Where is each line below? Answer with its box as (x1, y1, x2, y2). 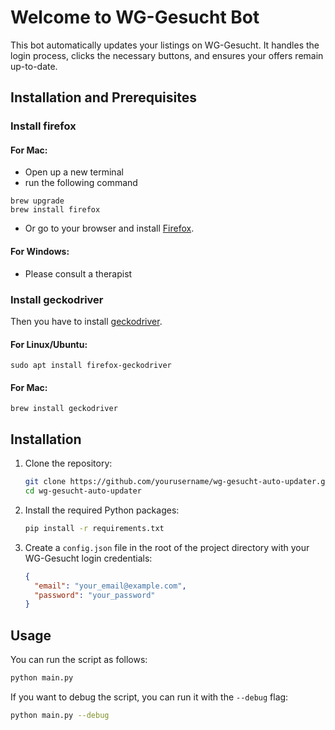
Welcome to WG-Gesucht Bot (10, 6, 260, 29)
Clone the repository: (24, 457, 113, 470)
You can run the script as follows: (10, 654, 148, 666)
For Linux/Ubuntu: (10, 338, 88, 350)
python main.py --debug (10, 710, 110, 720)
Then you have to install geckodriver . (10, 315, 163, 327)
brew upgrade (10, 196, 65, 206)
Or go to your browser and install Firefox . (24, 222, 195, 235)
